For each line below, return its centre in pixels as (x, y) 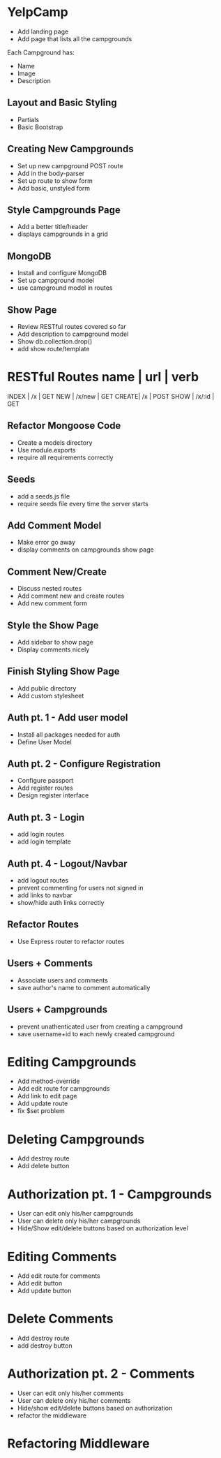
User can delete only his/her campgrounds (79, 1221)
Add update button (44, 1291)
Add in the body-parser (51, 173)
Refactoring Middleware (78, 1444)
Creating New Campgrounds (70, 149)
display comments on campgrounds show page (86, 550)
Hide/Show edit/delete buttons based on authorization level (102, 1228)
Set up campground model (55, 281)
